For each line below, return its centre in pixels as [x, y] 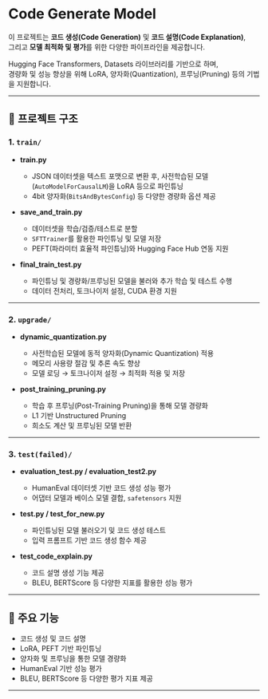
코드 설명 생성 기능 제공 [68, 573]
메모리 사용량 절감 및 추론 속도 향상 [86, 363]
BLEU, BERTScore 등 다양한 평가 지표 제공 [86, 678]
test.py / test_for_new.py [62, 514]
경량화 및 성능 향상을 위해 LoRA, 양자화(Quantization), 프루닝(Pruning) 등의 [127, 73]
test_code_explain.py [56, 556]
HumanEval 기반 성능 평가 [61, 669]
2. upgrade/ [30, 319]
